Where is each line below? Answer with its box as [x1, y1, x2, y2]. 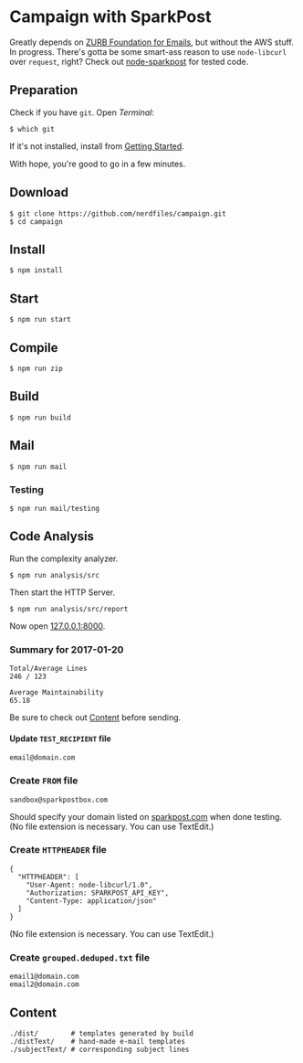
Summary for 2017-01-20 [9, 643, 124, 655]
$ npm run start [9, 315, 71, 324]
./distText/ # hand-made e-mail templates [9, 1036, 185, 1046]
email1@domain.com [9, 972, 79, 982]
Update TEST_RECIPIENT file [9, 733, 111, 744]
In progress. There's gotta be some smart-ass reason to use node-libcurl [9, 46, 287, 57]
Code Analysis [9, 528, 94, 545]
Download [9, 185, 68, 200]
